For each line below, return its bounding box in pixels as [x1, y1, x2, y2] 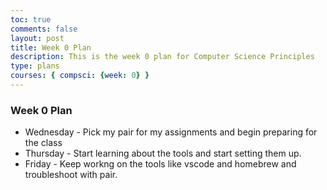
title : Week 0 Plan [10, 42, 92, 53]
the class [24, 137, 63, 149]
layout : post [10, 33, 65, 43]
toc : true [10, 14, 52, 25]
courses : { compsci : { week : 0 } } [10, 71, 150, 81]
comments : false [10, 24, 78, 34]
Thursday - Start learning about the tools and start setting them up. [24, 147, 302, 160]
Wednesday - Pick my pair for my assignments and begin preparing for [24, 126, 318, 138]
